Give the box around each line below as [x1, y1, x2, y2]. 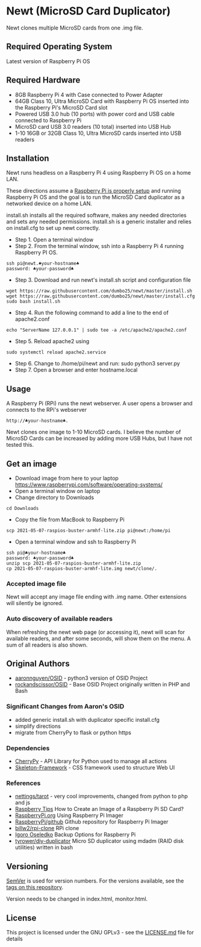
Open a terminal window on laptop [14, 488, 100, 494]
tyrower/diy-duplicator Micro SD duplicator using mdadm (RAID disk [14, 837, 184, 845]
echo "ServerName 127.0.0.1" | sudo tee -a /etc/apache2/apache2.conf [6, 327, 187, 334]
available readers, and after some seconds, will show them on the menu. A [6, 635, 191, 642]
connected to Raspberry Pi [14, 116, 82, 124]
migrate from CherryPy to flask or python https [14, 728, 131, 736]
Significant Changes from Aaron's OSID [6, 703, 125, 711]
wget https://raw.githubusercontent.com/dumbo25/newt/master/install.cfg [6, 293, 196, 299]
